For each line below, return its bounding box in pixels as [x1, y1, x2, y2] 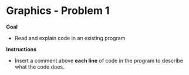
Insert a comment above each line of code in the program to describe [14, 57, 184, 64]
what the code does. [14, 63, 65, 70]
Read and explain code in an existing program [14, 34, 126, 41]
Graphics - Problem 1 [6, 4, 110, 17]
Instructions [6, 45, 37, 53]
